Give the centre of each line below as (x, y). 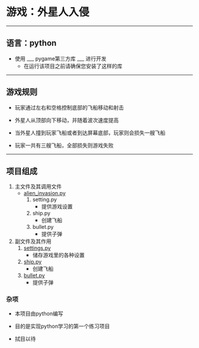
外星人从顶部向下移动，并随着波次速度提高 (67, 120)
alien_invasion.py (45, 193)
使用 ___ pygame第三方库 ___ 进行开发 (60, 58)
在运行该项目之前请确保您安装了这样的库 (73, 66)
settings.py (37, 248)
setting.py (45, 200)
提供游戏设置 (57, 207)
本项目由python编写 (39, 313)
